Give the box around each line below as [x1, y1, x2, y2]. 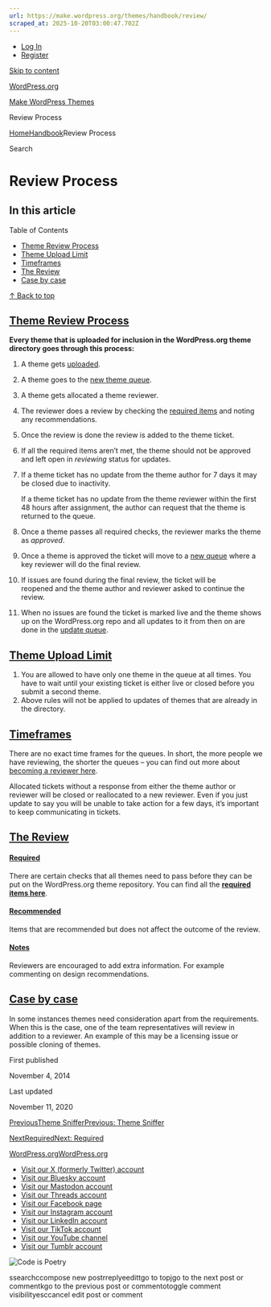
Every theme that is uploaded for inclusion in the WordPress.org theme [9, 335, 252, 345]
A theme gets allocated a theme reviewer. [20, 391, 159, 400]
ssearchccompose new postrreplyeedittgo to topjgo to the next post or [9, 1272, 244, 1282]
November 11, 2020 [9, 1102, 73, 1111]
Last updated [9, 1086, 53, 1096]
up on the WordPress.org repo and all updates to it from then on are [20, 617, 246, 627]
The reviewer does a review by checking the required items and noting [20, 406, 255, 416]
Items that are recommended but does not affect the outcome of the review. [9, 924, 261, 934]
